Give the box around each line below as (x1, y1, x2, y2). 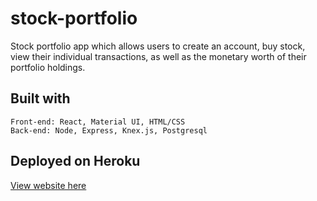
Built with (10, 90, 71, 107)
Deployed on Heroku (10, 153, 141, 170)
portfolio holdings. (10, 61, 86, 73)
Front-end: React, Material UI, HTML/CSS (10, 117, 186, 127)
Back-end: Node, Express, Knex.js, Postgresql (10, 125, 208, 136)
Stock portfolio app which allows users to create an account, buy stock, (10, 40, 306, 52)
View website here (10, 179, 87, 191)
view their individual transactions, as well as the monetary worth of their (10, 50, 307, 62)
